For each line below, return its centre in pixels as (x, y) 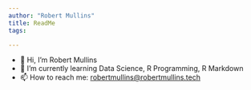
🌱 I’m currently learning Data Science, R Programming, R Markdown (132, 68)
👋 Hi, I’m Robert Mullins (59, 60)
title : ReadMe (32, 23)
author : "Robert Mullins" (51, 16)
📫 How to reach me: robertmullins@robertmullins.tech (110, 77)
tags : (17, 30)
